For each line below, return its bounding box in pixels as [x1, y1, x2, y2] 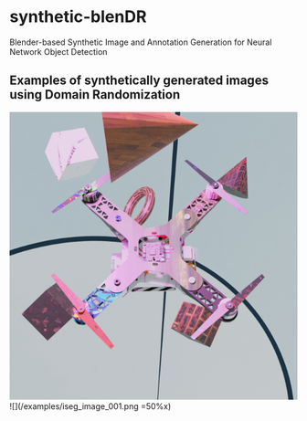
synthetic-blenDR [9, 6, 147, 27]
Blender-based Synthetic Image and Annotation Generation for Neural [9, 37, 272, 47]
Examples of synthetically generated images [9, 73, 270, 89]
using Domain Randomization [9, 87, 181, 102]
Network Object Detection [9, 46, 108, 57]
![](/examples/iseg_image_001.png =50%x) [9, 400, 172, 412]
